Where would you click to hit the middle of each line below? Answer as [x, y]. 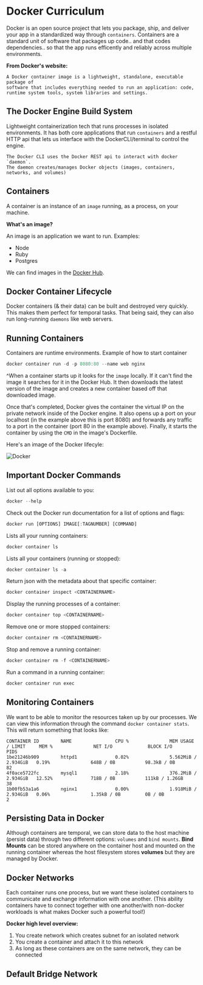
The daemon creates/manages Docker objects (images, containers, [91, 167]
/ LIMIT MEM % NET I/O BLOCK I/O [89, 747]
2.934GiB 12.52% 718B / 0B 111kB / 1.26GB [95, 778]
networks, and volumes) [36, 172]
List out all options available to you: [50, 490]
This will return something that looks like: [58, 730]
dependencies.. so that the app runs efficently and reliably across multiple [99, 47]
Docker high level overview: [42, 924]
